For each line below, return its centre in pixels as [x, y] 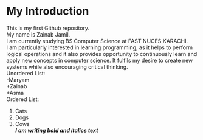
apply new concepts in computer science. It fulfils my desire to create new [100, 60]
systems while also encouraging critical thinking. [67, 67]
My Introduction [48, 11]
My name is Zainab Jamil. [38, 34]
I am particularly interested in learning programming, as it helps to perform [100, 47]
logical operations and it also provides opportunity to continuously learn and [102, 54]
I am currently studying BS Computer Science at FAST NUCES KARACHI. [97, 41]
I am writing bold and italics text [57, 130]
